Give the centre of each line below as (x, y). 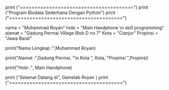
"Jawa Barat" (19, 38)
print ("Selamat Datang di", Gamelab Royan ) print (57, 77)
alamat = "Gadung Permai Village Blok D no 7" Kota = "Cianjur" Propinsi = (82, 33)
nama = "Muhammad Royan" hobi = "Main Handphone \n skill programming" (85, 28)
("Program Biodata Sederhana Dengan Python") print (60, 13)
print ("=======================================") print (77, 7)
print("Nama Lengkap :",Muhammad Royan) (50, 48)
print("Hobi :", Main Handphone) (39, 68)
